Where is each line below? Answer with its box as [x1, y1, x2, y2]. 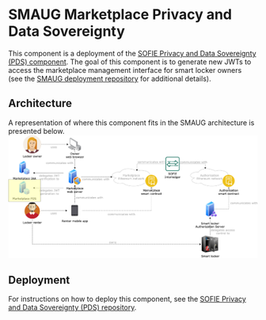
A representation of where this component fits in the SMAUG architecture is [8, 117, 255, 128]
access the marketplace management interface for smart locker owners [8, 65, 242, 74]
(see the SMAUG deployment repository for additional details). [8, 74, 211, 83]
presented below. [8, 126, 65, 135]
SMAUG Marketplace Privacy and [8, 6, 232, 24]
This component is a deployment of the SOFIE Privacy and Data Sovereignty [8, 48, 256, 58]
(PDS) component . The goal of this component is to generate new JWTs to [8, 57, 252, 67]
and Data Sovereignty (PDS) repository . [8, 303, 137, 312]
